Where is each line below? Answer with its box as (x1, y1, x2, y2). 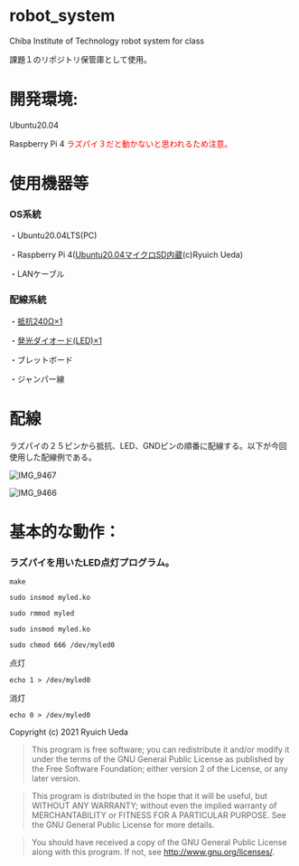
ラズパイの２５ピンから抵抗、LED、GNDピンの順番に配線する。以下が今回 (9, 440, 287, 451)
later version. (31, 773, 81, 784)
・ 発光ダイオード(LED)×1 (9, 335, 102, 346)
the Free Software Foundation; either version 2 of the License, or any (31, 764, 288, 775)
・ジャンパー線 (9, 373, 65, 385)
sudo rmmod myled (9, 609, 75, 618)
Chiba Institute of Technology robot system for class (9, 35, 205, 46)
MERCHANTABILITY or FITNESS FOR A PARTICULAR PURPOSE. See (31, 810, 286, 821)
